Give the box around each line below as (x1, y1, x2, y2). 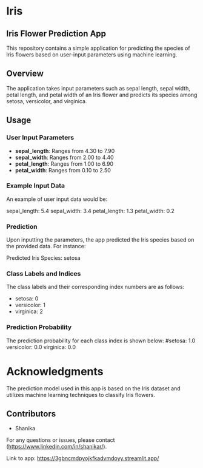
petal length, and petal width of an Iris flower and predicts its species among (6, 91, 198, 98)
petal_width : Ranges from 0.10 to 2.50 (15, 166, 111, 174)
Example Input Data (6, 181, 65, 190)
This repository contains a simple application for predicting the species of (6, 44, 190, 52)
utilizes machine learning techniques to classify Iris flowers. (6, 391, 156, 398)
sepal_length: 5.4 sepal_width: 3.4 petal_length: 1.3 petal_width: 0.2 (6, 207, 175, 214)
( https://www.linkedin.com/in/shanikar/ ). (6, 443, 107, 450)
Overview (6, 69, 44, 79)
